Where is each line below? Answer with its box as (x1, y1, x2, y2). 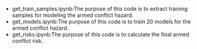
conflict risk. (11, 38, 44, 44)
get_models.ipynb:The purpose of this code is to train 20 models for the (11, 18, 192, 25)
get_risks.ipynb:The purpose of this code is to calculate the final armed (11, 31, 189, 38)
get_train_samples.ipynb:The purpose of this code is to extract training (11, 5, 188, 12)
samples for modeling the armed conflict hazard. (11, 11, 134, 19)
